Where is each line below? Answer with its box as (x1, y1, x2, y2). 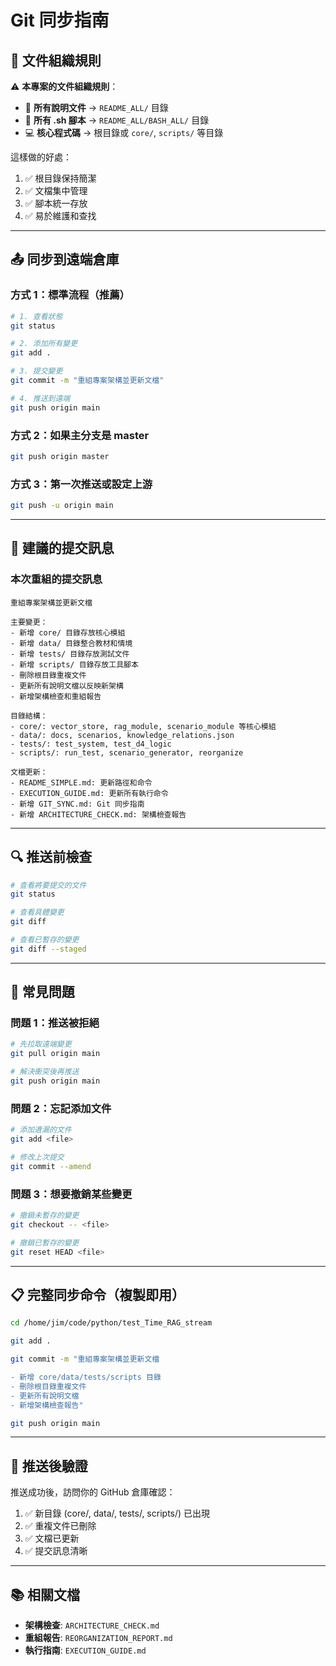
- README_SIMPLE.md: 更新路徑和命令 (10, 777, 153, 788)
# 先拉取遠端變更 (10, 1039, 72, 1050)
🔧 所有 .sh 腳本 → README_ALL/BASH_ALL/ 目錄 (24, 114, 210, 126)
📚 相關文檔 (10, 1586, 81, 1603)
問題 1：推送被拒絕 (10, 1016, 100, 1030)
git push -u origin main (10, 501, 114, 511)
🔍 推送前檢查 (10, 849, 93, 866)
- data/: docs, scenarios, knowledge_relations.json (10, 730, 235, 740)
